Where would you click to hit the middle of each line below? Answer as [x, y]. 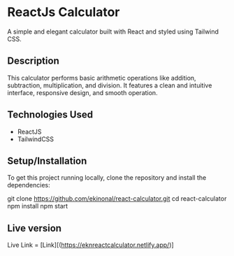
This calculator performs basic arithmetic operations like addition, [102, 78]
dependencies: [29, 185]
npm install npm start [38, 206]
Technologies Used [50, 115]
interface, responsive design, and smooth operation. [83, 92]
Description [33, 61]
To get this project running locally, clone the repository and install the [107, 178]
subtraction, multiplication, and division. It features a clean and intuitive [110, 85]
